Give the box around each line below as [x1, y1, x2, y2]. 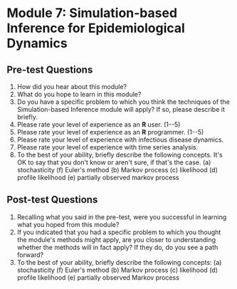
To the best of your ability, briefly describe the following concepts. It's [16, 151, 223, 159]
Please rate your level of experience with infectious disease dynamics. [16, 135, 224, 144]
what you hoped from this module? [16, 220, 120, 228]
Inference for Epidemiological [6, 20, 186, 36]
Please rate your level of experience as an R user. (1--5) [16, 120, 181, 129]
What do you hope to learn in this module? [16, 90, 142, 98]
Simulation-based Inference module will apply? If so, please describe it [16, 105, 226, 113]
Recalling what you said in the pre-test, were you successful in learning [16, 212, 227, 221]
